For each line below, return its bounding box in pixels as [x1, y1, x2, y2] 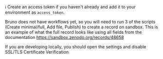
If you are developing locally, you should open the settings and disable [5, 44, 146, 50]
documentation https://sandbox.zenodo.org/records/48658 [5, 35, 124, 40]
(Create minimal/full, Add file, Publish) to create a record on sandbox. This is [5, 24, 158, 30]
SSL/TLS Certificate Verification [5, 49, 69, 55]
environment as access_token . [5, 9, 65, 15]
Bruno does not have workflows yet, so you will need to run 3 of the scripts [5, 19, 156, 24]
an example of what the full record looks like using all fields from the [5, 29, 142, 35]
